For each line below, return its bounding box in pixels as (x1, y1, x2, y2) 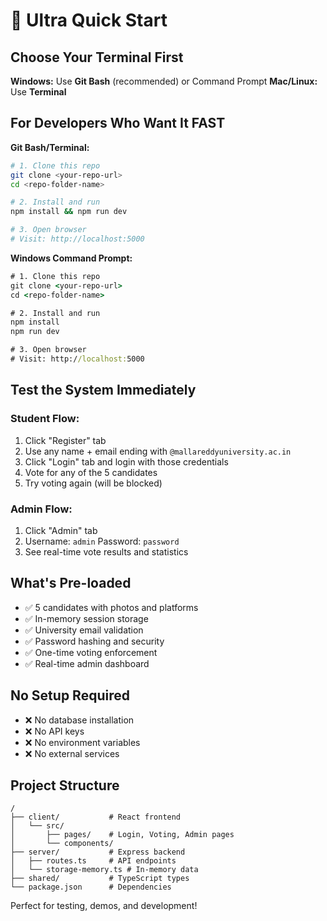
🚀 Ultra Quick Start (10, 9, 168, 32)
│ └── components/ (10, 839, 114, 849)
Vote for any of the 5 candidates (24, 466, 158, 478)
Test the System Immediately (10, 382, 197, 399)
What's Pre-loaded (10, 575, 132, 592)
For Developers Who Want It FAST (10, 115, 226, 132)
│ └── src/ (10, 821, 65, 831)
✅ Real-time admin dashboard (24, 657, 150, 669)
